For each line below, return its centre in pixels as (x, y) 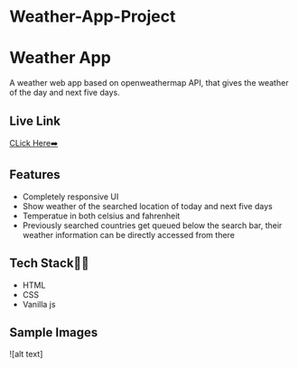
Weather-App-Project (93, 17)
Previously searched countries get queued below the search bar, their (152, 225)
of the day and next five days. (65, 93)
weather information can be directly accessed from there (128, 235)
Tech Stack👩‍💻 (50, 263)
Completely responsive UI (70, 197)
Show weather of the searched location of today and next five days (147, 206)
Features (35, 175)
